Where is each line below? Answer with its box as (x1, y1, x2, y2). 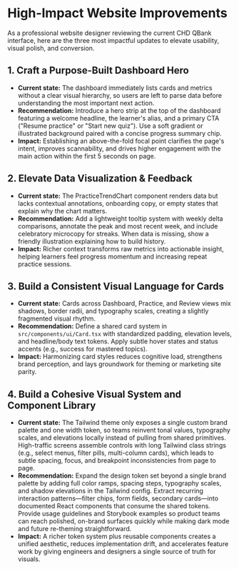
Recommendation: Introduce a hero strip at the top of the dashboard (17, 106, 221, 115)
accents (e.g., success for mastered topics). (17, 345, 148, 353)
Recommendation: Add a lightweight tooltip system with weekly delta (17, 214, 223, 223)
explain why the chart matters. (17, 206, 108, 215)
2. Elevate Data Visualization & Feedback (7, 173, 193, 185)
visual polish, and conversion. (7, 44, 95, 52)
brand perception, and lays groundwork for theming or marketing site (17, 360, 221, 368)
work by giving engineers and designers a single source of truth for (17, 548, 216, 556)
